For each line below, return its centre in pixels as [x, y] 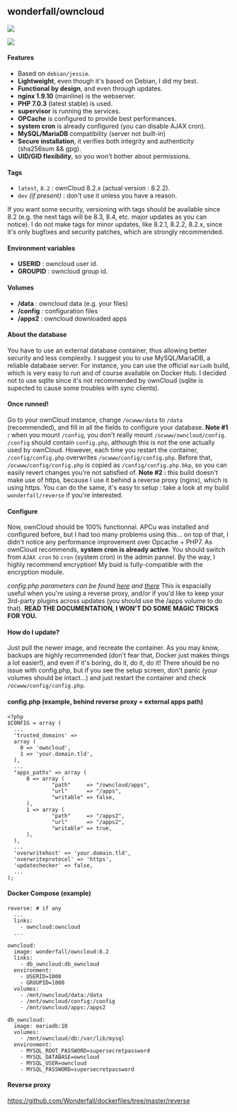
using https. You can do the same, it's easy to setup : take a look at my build [118, 488]
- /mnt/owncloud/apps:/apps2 [63, 1007]
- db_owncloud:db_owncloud [60, 964]
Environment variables [41, 248]
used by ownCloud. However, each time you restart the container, [103, 450]
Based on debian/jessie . [54, 74]
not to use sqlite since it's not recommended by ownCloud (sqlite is [105, 380]
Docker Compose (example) [50, 893]
